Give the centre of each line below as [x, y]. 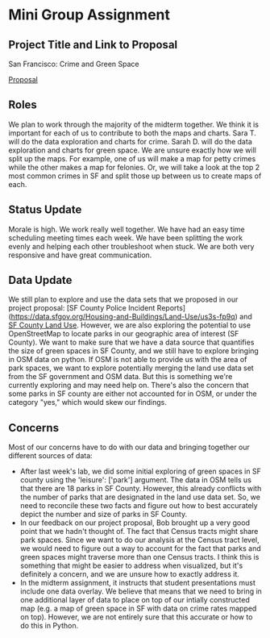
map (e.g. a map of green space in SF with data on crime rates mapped [138, 609]
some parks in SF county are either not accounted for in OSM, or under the [133, 394]
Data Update [40, 280]
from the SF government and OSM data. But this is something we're [120, 377]
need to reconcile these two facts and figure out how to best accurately [139, 506]
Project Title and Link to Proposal [93, 45]
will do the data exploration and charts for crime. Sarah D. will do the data [130, 141]
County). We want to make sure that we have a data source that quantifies [131, 342]
